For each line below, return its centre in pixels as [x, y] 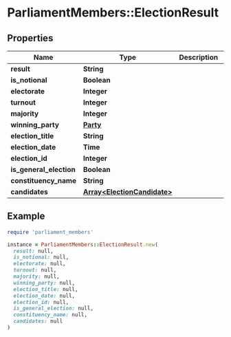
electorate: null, [40, 264]
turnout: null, [35, 270]
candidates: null [38, 321]
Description [198, 57]
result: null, [33, 251]
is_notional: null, [41, 257]
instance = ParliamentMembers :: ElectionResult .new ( [82, 244]
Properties [30, 38]
